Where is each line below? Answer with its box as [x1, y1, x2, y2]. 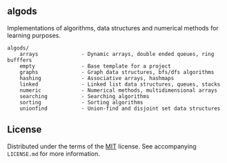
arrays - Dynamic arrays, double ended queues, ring [19, 50, 215, 57]
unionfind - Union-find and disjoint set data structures [19, 105, 221, 112]
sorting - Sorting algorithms [19, 99, 144, 106]
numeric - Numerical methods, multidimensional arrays [19, 86, 217, 94]
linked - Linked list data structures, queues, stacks [19, 81, 221, 88]
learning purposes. [7, 31, 61, 39]
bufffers [7, 57, 32, 64]
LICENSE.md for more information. [7, 149, 100, 157]
